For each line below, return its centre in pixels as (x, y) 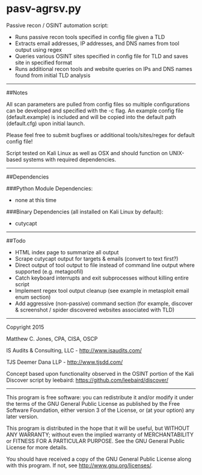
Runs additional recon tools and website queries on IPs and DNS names (103, 69)
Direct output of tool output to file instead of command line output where (105, 265)
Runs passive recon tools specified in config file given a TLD (90, 37)
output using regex (38, 49)
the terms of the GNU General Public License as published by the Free (93, 403)
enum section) (33, 297)
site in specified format (43, 63)
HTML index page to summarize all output (67, 252)
